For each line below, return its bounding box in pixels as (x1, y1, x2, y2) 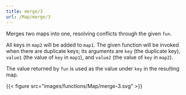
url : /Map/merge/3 (6, 14, 51, 20)
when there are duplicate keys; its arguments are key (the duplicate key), (6, 47, 181, 54)
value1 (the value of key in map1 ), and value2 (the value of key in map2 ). (6, 54, 174, 61)
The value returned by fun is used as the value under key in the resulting (6, 65, 180, 72)
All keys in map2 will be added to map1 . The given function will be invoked (6, 41, 179, 48)
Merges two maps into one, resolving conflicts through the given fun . (6, 30, 172, 37)
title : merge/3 (6, 8, 43, 15)
